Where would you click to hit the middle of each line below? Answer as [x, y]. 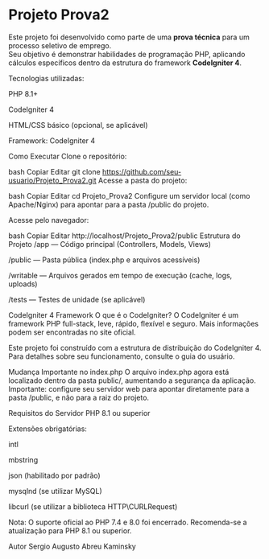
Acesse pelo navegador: [49, 220]
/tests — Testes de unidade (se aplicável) [77, 299]
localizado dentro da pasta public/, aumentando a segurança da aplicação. [132, 380]
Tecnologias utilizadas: [46, 78]
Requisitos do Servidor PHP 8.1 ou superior [79, 413]
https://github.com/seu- [142, 171]
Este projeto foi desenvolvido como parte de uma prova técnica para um [129, 37]
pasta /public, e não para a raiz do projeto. [79, 397]
